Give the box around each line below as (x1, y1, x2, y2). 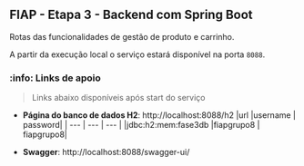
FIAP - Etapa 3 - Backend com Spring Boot (9, 7, 253, 23)
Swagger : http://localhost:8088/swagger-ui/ (22, 147, 190, 158)
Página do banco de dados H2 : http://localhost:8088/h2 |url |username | (22, 110, 297, 121)
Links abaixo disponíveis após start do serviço (31, 93, 206, 103)
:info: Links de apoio (9, 72, 102, 84)
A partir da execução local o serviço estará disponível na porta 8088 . (9, 49, 266, 60)
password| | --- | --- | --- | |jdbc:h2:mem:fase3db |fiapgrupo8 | (22, 120, 261, 131)
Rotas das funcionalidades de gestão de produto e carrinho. (9, 31, 235, 42)
